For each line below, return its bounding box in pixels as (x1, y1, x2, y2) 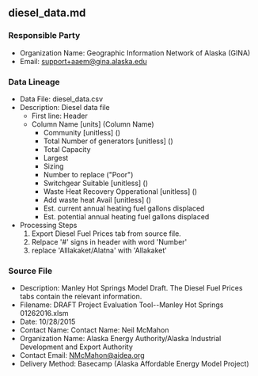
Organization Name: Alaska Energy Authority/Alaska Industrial (19, 334, 222, 344)
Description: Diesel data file (19, 102, 110, 112)
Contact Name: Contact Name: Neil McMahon (19, 325, 169, 335)
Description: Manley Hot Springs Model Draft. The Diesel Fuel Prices (19, 283, 243, 293)
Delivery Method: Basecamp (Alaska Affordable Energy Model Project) (19, 359, 249, 369)
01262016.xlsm (19, 309, 69, 318)
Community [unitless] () (43, 127, 121, 137)
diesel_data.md (8, 6, 86, 20)
